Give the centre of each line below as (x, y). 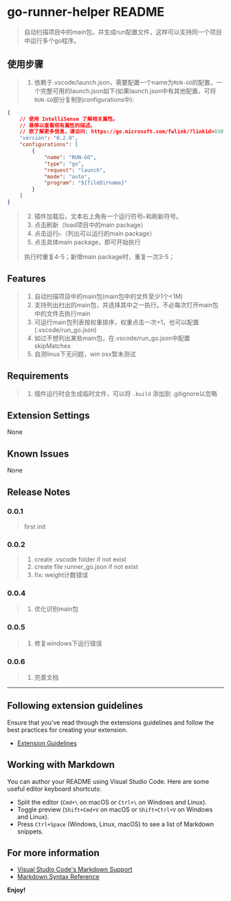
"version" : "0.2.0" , (49, 138)
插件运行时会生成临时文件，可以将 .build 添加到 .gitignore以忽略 (126, 393)
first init (35, 526)
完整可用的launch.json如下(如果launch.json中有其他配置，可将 (128, 91)
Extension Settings (48, 415)
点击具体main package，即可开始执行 (87, 242)
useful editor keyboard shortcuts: (54, 789)
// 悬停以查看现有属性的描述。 (57, 125)
